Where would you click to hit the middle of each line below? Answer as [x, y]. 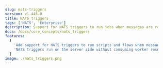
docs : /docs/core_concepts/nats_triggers [48, 32]
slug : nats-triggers [26, 9]
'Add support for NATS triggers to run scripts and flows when [79, 45]
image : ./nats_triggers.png [33, 58]
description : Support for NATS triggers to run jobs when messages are [79, 27]
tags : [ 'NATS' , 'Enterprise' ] [36, 23]
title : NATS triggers [27, 18]
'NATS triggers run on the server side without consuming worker [81, 49]
